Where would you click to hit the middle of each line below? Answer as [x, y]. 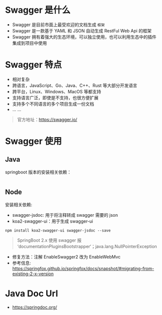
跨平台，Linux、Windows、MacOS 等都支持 [57, 91]
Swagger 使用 [34, 141]
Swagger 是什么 [38, 10]
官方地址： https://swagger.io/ [47, 119]
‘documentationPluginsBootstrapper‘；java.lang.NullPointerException [87, 246]
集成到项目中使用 [29, 43]
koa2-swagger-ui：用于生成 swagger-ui [53, 221]
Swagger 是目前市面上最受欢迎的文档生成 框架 [58, 25]
